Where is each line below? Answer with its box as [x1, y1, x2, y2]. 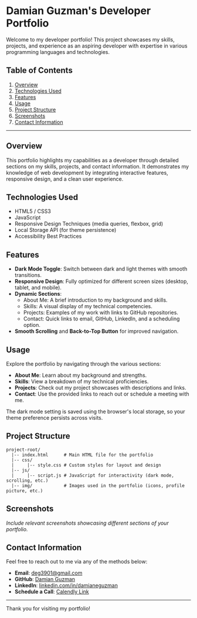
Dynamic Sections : [14, 291, 62, 298]
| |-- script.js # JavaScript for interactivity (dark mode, [11, 472, 175, 478]
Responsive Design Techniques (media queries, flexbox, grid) [14, 220, 164, 227]
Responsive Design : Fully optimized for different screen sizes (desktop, [14, 278, 189, 285]
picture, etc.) [6, 488, 43, 494]
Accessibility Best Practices [14, 233, 82, 240]
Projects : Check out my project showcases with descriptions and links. [14, 384, 186, 391]
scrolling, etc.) [6, 477, 49, 484]
